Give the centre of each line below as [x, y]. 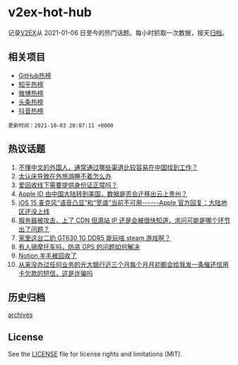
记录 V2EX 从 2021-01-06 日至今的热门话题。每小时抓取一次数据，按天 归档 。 [118, 32]
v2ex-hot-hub [50, 12]
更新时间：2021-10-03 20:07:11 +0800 [61, 125]
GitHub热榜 [35, 76]
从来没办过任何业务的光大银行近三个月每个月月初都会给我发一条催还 [117, 264]
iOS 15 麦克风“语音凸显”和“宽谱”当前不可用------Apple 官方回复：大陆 [120, 203]
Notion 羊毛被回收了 [47, 256]
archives [20, 315]
